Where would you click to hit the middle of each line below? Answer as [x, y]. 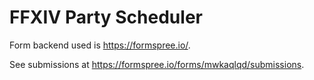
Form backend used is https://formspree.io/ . [100, 45]
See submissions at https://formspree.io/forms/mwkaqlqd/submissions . [157, 64]
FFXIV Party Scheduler [106, 17]
